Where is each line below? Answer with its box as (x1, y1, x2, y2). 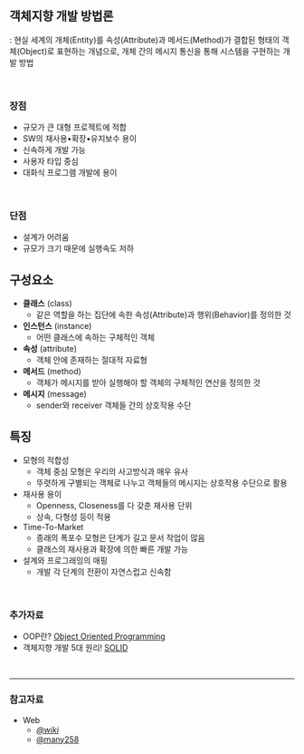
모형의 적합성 (22, 455, 70, 466)
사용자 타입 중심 (22, 156, 79, 167)
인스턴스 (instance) (22, 321, 92, 332)
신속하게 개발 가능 (22, 144, 86, 156)
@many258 (35, 733, 80, 745)
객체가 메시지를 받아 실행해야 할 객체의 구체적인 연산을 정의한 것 (35, 377, 261, 388)
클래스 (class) (22, 298, 72, 309)
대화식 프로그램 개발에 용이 (22, 167, 118, 179)
